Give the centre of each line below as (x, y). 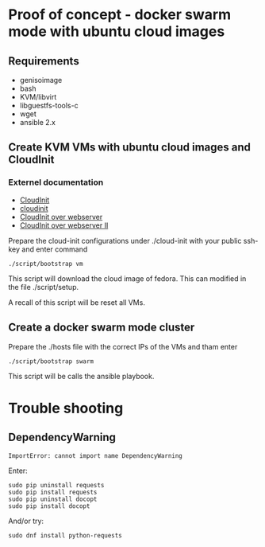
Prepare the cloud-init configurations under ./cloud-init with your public (125, 240)
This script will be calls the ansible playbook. (81, 376)
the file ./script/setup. (44, 287)
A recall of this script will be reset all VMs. (77, 302)
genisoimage (41, 80)
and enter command (55, 249)
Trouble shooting (66, 408)
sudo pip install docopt (49, 506)
